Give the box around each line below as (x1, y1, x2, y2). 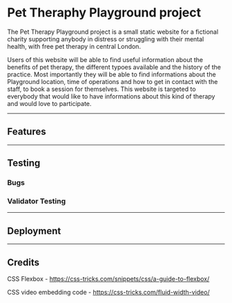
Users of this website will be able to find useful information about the (7, 55, 204, 63)
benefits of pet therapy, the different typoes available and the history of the (7, 63, 221, 71)
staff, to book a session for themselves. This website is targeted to (7, 85, 196, 93)
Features (7, 126, 46, 138)
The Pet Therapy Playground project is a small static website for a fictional (7, 28, 219, 36)
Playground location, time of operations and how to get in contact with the (7, 77, 218, 85)
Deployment (7, 225, 61, 237)
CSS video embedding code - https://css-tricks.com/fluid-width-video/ (7, 288, 210, 296)
